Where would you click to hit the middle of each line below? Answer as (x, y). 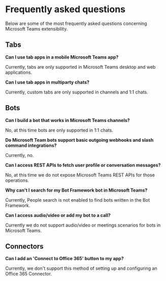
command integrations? (31, 145)
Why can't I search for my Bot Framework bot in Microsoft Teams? (76, 190)
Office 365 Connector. (29, 274)
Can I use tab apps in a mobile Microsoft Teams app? (62, 57)
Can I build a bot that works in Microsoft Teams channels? (68, 120)
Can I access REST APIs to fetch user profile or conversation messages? (83, 165)
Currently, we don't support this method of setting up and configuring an (81, 268)
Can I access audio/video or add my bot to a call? (58, 215)
